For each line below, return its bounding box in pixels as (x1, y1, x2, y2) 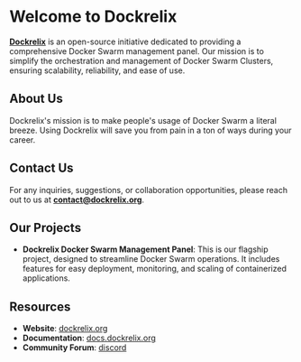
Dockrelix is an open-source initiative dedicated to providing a (9, 36, 242, 47)
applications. (22, 273, 70, 283)
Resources (9, 299, 71, 314)
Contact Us (9, 161, 74, 176)
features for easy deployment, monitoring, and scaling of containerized (22, 264, 287, 274)
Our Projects (9, 219, 82, 236)
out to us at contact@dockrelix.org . (9, 194, 145, 205)
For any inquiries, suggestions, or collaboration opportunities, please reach (9, 184, 288, 195)
